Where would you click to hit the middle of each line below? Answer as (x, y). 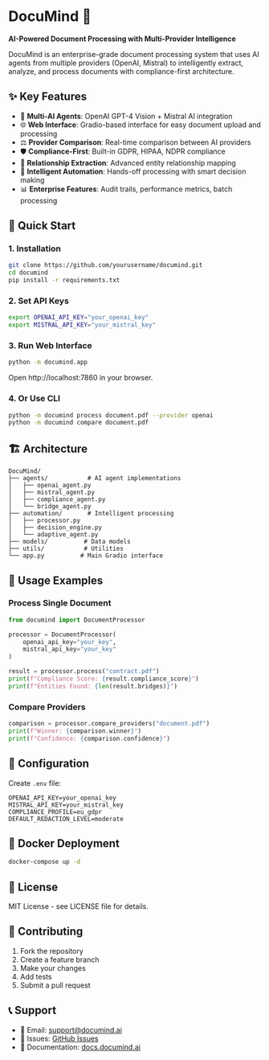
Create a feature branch (59, 959)
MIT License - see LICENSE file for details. (78, 906)
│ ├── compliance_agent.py (57, 499)
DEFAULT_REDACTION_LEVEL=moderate (66, 819)
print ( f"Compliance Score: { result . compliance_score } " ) (104, 679)
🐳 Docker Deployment (64, 843)
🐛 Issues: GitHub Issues (59, 1038)
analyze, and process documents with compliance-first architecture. (121, 71)
